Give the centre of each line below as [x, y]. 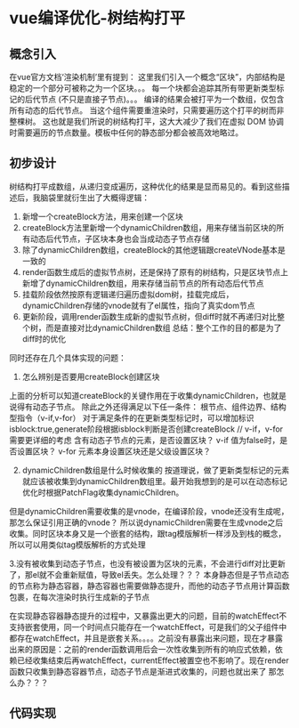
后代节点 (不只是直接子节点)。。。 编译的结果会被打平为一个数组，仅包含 [154, 99]
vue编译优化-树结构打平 [97, 18]
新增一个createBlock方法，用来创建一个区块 [103, 216]
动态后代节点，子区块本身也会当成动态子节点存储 [120, 239]
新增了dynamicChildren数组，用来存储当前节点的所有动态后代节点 [143, 283]
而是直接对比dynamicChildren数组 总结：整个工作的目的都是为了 [164, 328]
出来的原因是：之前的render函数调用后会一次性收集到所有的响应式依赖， [142, 649]
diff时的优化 [44, 338]
